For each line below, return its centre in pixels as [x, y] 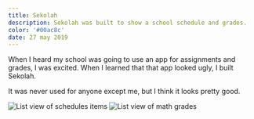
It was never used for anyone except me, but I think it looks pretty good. [124, 92]
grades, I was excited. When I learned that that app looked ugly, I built [121, 68]
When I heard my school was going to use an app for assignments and [122, 59]
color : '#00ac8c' [36, 30]
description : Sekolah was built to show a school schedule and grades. [127, 23]
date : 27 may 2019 [38, 37]
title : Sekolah [33, 15]
